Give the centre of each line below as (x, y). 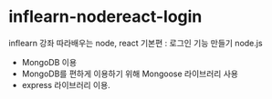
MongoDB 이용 (49, 62)
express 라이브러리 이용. (66, 84)
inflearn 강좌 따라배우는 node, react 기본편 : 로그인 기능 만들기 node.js (136, 43)
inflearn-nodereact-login (105, 17)
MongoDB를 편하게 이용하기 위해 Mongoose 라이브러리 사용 (130, 74)
